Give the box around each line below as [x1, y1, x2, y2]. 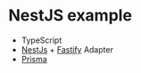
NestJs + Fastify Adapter [21, 44, 113, 54]
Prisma [21, 53, 48, 64]
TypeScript [21, 35, 62, 45]
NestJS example [8, 5, 133, 26]
